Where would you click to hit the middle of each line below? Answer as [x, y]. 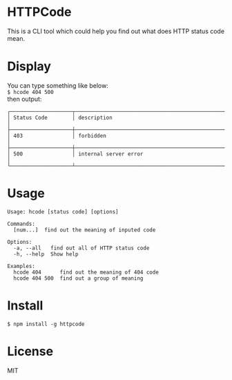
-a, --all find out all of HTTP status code [81, 248]
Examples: [21, 266]
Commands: [21, 224]
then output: [25, 99]
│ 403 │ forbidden [57, 135]
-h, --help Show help [46, 254]
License [30, 351]
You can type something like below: [58, 85]
